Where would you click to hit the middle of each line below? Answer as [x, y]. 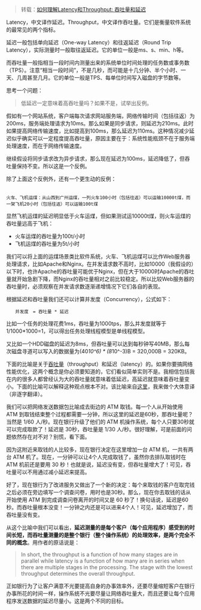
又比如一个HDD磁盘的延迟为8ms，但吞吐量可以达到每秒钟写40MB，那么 [95, 344]
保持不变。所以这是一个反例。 [53, 166]
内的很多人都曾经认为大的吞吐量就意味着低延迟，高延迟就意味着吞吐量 [98, 379]
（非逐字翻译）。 [26, 394]
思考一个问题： [25, 90]
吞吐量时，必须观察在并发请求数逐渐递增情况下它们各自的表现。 [85, 286]
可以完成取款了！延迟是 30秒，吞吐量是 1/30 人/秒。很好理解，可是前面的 [97, 429]
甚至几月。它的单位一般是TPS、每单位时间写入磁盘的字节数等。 [105, 78]
